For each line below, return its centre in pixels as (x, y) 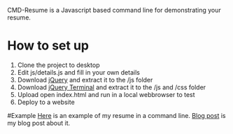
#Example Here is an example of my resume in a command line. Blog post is (116, 115)
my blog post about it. (39, 123)
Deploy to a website (46, 102)
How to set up (48, 46)
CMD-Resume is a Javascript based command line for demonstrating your (114, 10)
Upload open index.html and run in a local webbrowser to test (106, 94)
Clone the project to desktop (58, 65)
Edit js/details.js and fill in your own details (78, 72)
